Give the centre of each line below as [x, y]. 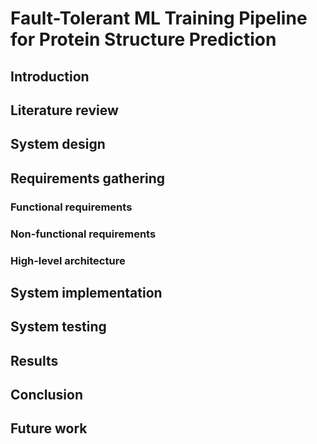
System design [58, 144]
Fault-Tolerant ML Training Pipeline [159, 18]
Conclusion [47, 395]
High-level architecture [68, 260]
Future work [49, 428]
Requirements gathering [88, 178]
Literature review [64, 110]
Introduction [50, 76]
